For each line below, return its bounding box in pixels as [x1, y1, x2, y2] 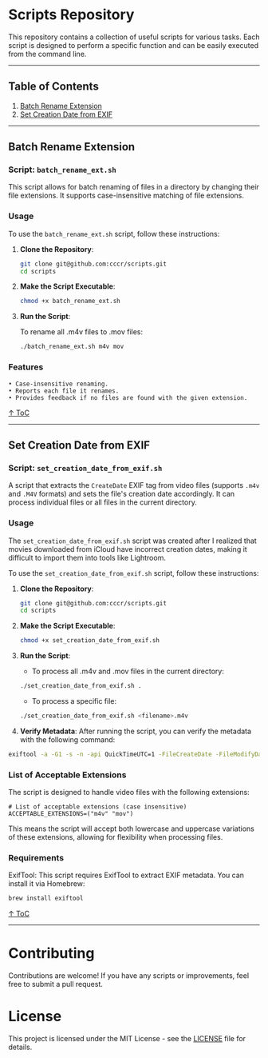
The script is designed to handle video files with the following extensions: [8, 788, 250, 797]
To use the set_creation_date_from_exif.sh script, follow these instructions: [8, 568, 259, 577]
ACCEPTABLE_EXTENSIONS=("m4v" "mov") [8, 810, 134, 818]
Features [8, 361, 44, 373]
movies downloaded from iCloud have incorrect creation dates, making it [8, 544, 247, 553]
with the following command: [19, 734, 116, 745]
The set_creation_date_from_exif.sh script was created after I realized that [8, 536, 257, 545]
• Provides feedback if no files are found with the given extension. [8, 393, 248, 401]
